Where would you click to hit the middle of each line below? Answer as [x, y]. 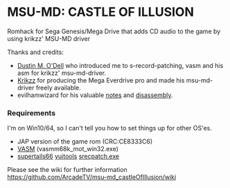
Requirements [32, 113]
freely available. [59, 87]
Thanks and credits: [36, 52]
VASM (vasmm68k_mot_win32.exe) [68, 149]
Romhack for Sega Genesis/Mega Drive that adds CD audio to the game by [114, 31]
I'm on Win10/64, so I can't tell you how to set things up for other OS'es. [110, 128]
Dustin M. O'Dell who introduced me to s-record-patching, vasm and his [120, 65]
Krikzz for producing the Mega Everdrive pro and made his [101, 80]
